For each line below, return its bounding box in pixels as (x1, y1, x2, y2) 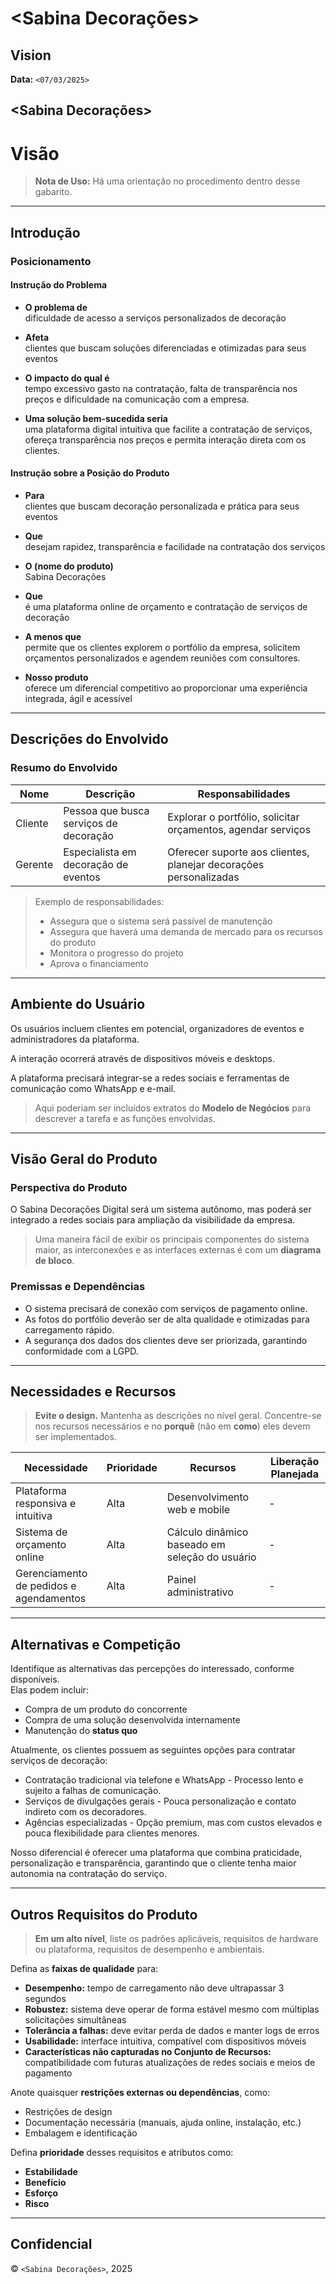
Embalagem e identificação (24, 2127, 138, 2139)
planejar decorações (167, 857, 265, 871)
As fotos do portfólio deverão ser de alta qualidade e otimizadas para (24, 1313, 310, 1325)
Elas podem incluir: (10, 1684, 89, 1696)
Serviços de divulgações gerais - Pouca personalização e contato (24, 1795, 297, 1807)
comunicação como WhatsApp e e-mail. (10, 1082, 177, 1094)
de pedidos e (15, 1579, 77, 1593)
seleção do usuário (166, 1550, 257, 1564)
